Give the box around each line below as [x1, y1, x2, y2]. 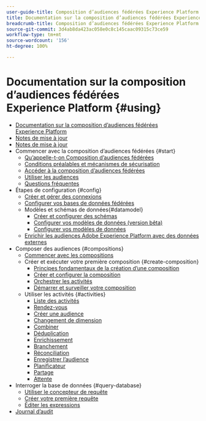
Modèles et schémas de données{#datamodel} [24, 206, 143, 213]
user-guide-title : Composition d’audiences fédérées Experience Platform [6, 9, 199, 15]
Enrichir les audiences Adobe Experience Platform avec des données [24, 232, 199, 239]
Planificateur [33, 362, 66, 370]
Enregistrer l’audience [33, 355, 89, 363]
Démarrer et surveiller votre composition [33, 284, 136, 291]
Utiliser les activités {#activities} [24, 290, 106, 298]
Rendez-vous [33, 303, 67, 311]
